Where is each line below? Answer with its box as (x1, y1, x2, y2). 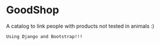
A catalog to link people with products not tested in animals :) (6, 22, 155, 29)
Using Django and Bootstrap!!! (6, 33, 83, 39)
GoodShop (6, 3, 59, 17)
